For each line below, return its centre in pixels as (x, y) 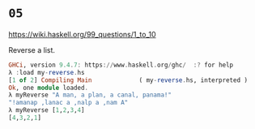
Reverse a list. (32, 49)
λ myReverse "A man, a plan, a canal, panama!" (90, 95)
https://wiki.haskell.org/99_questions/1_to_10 (82, 34)
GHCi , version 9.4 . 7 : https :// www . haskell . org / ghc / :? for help (121, 65)
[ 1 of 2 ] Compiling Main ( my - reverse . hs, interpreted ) (128, 80)
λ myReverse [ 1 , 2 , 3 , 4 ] (47, 110)
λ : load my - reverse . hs (47, 72)
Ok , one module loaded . (49, 88)
